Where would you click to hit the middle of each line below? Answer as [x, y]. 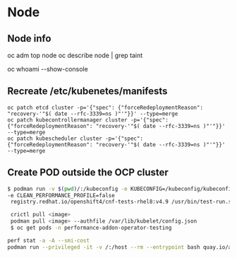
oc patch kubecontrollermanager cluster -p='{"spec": [88, 120]
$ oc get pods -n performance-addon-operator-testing [91, 228]
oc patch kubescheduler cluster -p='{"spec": [75, 139]
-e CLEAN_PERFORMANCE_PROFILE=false [61, 195]
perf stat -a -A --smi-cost [49, 240]
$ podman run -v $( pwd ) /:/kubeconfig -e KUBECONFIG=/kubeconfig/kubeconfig [121, 189]
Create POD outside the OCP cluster [88, 173]
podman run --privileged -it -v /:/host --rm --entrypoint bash [104, 247]
